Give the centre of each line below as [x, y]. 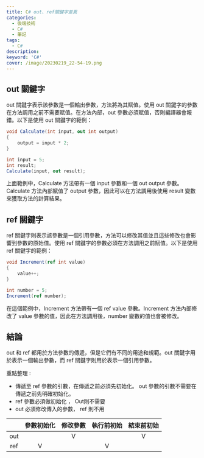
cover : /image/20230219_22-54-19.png [54, 63]
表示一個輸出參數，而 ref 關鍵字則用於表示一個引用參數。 [83, 361]
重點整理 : [19, 373]
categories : [21, 18]
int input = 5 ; [26, 160]
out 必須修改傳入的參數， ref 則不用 [60, 409]
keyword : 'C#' [24, 57]
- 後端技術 [24, 23]
